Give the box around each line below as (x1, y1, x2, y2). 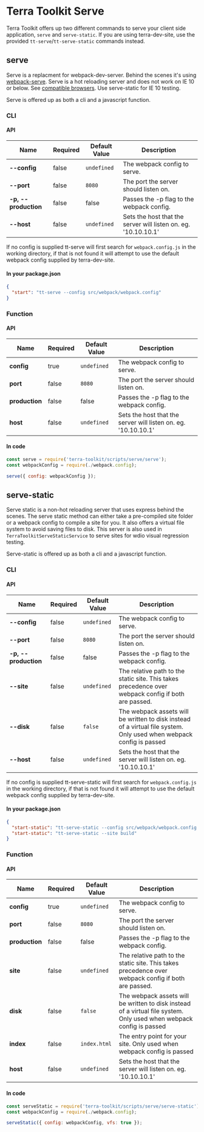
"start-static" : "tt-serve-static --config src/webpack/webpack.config (12, 825, 197, 831)
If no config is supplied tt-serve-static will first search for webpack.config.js (6, 778, 197, 786)
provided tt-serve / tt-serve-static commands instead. (6, 37, 146, 45)
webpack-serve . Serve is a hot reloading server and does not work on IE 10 (6, 77, 194, 85)
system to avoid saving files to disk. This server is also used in (6, 526, 162, 533)
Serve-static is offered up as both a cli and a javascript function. (6, 550, 167, 557)
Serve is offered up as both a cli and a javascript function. (6, 96, 151, 103)
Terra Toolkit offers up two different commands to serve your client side (6, 24, 186, 32)
